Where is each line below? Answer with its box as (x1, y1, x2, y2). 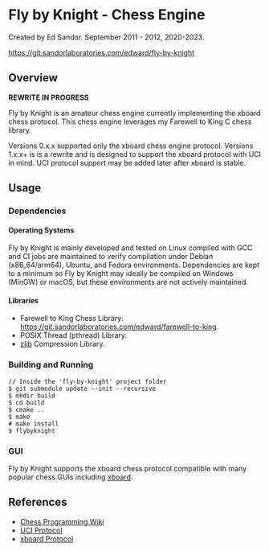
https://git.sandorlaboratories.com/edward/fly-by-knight (8, 47, 195, 57)
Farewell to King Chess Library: (19, 314, 124, 323)
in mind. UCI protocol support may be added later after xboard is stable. (8, 158, 247, 167)
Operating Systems (8, 225, 75, 235)
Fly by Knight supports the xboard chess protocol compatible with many (8, 464, 247, 474)
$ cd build (8, 398, 45, 407)
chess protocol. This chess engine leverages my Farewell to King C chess (8, 117, 252, 126)
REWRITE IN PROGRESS (8, 93, 90, 102)
